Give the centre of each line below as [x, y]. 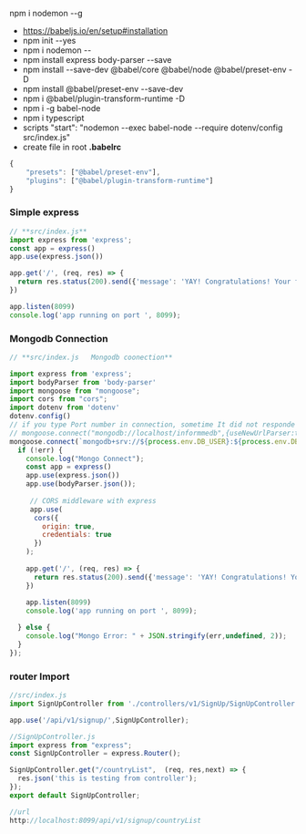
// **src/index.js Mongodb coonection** [91, 357]
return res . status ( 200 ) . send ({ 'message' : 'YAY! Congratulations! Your [154, 282]
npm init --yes [49, 41]
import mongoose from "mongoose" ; [75, 391]
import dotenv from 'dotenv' [65, 408]
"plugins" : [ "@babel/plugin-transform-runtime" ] [120, 180]
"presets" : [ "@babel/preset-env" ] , [93, 172]
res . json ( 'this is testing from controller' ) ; [107, 778]
